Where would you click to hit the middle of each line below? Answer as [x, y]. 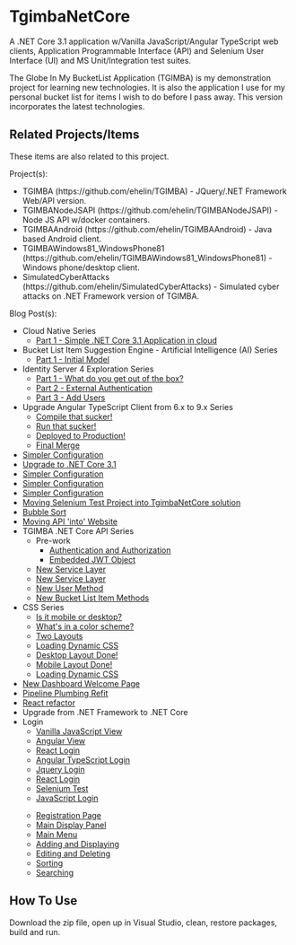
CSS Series [43, 607]
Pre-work [53, 540]
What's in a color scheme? [85, 626]
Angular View [61, 740]
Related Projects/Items [74, 135]
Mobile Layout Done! [74, 664]
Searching [55, 872]
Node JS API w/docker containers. [86, 219]
